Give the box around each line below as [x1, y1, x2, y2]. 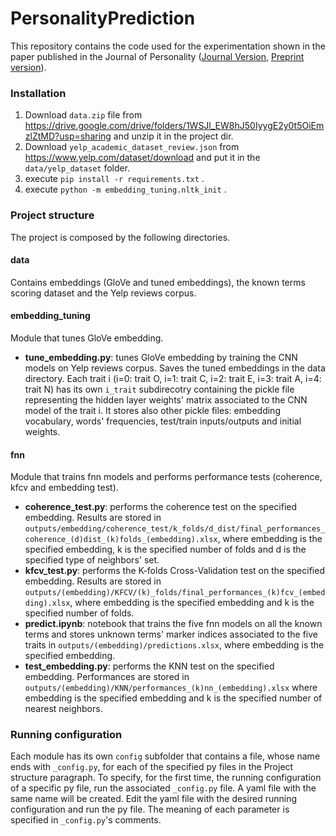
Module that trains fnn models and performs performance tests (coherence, [10, 471, 323, 483]
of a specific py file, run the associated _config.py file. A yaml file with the [10, 782, 317, 794]
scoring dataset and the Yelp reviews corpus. [10, 287, 197, 299]
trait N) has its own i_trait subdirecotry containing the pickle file [24, 383, 295, 395]
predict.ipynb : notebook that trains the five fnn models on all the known [24, 618, 323, 630]
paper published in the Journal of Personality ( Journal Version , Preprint [10, 50, 305, 62]
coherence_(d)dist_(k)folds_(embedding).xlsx [24, 535, 218, 545]
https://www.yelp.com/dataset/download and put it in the [24, 152, 261, 164]
